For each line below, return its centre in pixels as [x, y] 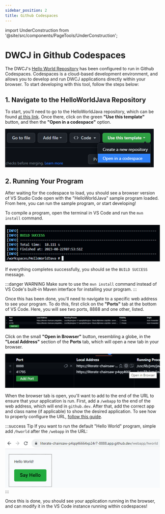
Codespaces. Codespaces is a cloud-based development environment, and [82, 74]
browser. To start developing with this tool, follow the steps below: [72, 84]
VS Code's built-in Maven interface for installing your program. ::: [71, 289]
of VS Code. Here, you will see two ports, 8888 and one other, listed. [75, 309]
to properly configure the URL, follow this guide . [54, 417]
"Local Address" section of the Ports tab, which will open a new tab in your [82, 342]
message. [15, 274]
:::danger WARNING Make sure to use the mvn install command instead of [81, 284]
